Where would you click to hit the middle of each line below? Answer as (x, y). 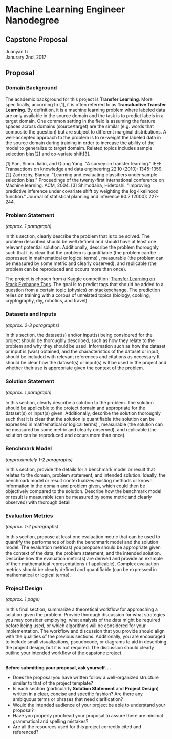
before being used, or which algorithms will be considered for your (76, 626)
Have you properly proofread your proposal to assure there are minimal (88, 716)
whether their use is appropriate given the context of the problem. (75, 368)
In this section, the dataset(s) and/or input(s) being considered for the (79, 335)
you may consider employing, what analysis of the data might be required (83, 620)
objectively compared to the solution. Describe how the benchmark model (83, 491)
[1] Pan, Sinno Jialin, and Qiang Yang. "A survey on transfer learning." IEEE (84, 163)
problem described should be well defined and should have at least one (81, 241)
